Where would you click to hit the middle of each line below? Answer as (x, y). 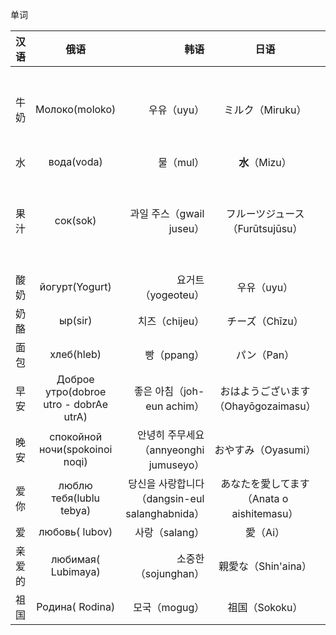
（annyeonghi (172, 450)
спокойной (76, 436)
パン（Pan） (265, 355)
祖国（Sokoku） (265, 607)
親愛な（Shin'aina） (265, 566)
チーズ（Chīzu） (265, 321)
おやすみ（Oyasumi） (265, 450)
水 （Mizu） (265, 162)
